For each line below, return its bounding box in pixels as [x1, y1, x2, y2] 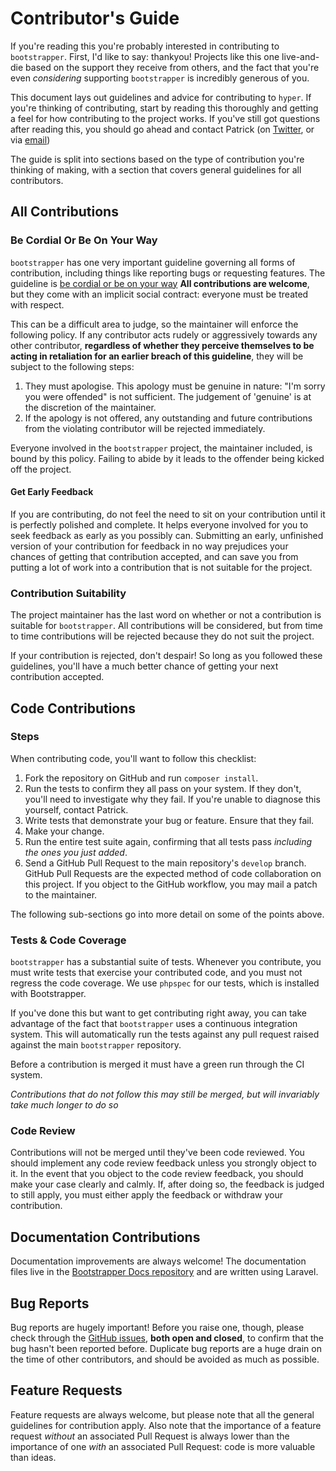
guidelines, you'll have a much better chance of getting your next [10, 660, 279, 672]
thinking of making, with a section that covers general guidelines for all [10, 163, 302, 176]
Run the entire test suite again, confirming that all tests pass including [24, 835, 313, 847]
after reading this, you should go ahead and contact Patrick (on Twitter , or [10, 123, 315, 135]
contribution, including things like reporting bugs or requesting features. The [10, 267, 326, 279]
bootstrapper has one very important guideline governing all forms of [10, 256, 296, 268]
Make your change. [24, 825, 105, 837]
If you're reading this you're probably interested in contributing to [10, 40, 280, 52]
